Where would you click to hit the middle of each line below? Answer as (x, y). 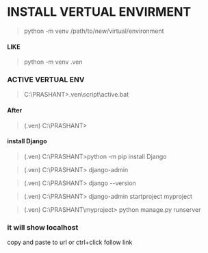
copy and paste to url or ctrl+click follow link (70, 242)
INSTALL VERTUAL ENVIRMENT (99, 12)
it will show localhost (43, 227)
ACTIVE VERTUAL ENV (46, 80)
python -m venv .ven (53, 62)
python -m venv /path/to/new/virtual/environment (94, 31)
